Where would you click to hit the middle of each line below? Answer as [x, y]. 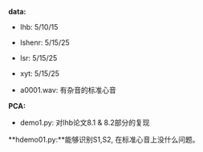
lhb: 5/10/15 [39, 27]
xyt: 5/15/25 [40, 74]
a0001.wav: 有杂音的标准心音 [68, 90]
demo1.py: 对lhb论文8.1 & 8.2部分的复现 [85, 122]
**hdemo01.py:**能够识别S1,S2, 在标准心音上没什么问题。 [104, 140]
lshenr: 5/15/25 [45, 42]
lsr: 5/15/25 [39, 58]
